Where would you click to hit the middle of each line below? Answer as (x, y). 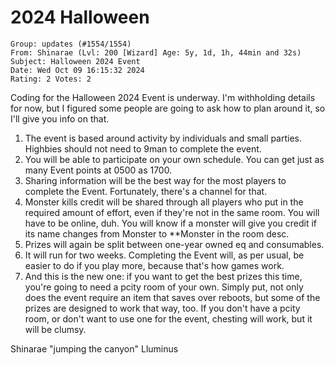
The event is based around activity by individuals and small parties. (163, 138)
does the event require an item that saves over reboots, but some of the (172, 297)
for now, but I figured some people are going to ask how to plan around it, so (168, 108)
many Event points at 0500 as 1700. (98, 170)
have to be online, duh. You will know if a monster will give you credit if (171, 223)
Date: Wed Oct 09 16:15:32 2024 (77, 70)
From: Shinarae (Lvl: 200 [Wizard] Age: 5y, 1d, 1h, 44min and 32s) (156, 52)
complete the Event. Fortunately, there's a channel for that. (146, 191)
